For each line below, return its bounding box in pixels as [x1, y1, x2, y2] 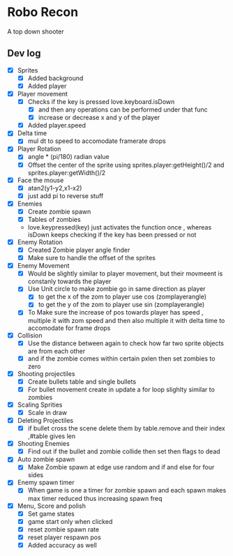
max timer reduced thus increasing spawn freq [27, 494, 163, 502]
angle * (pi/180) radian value [27, 153, 110, 161]
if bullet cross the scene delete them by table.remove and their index [27, 424, 225, 433]
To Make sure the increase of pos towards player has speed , [27, 308, 204, 317]
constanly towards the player [27, 277, 112, 286]
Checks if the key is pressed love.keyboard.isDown [27, 98, 175, 105]
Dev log [7, 47, 41, 59]
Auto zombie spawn [17, 455, 75, 464]
